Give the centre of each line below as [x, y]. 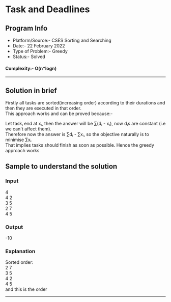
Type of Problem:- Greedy [40, 51]
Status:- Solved [29, 57]
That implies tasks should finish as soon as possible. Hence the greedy [80, 145]
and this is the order [26, 289]
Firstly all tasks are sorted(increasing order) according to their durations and [85, 103]
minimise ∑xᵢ [18, 140]
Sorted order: [19, 262]
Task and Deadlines [48, 9]
